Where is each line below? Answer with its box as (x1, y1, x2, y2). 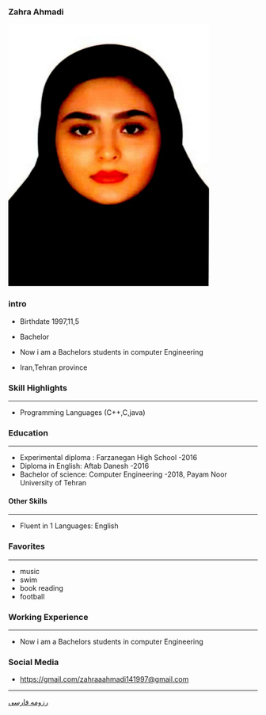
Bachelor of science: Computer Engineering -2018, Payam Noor (19, 470, 227, 479)
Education (8, 427, 49, 438)
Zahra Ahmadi (8, 6, 64, 17)
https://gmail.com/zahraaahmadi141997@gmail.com (19, 675, 189, 684)
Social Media (8, 656, 59, 667)
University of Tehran (19, 478, 87, 488)
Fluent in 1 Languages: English (19, 521, 119, 531)
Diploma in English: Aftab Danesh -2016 (19, 462, 150, 471)
